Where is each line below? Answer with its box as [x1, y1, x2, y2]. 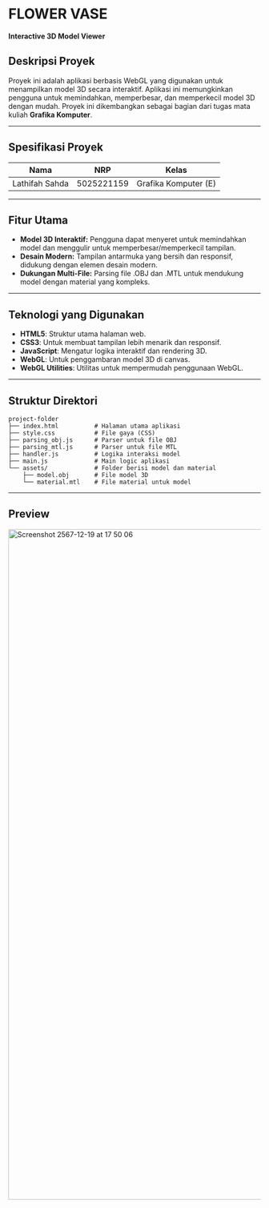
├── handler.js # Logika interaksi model [8, 450, 181, 458]
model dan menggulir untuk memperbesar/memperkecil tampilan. [19, 243, 236, 253]
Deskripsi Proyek [8, 54, 95, 68]
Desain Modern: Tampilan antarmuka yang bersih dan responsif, [19, 251, 234, 261]
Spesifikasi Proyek [8, 141, 104, 155]
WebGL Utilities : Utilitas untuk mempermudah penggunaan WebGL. [19, 363, 244, 373]
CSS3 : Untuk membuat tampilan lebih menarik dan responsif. [19, 338, 222, 347]
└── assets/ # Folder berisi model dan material [8, 464, 217, 472]
